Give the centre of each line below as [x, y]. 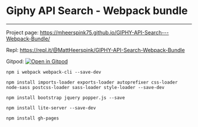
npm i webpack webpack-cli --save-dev [54, 72]
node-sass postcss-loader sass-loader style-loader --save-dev [85, 87]
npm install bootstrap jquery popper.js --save [66, 98]
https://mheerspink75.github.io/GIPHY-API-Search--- [104, 32]
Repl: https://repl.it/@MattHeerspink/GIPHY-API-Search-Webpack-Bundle [95, 50]
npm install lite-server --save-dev [51, 108]
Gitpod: [15, 61]
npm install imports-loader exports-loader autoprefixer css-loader [92, 82]
